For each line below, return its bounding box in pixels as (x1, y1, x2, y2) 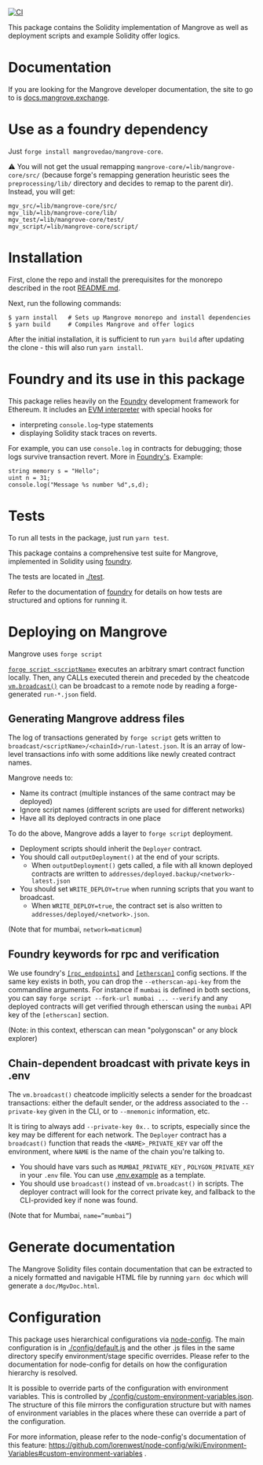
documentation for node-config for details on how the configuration (8, 1360, 228, 1369)
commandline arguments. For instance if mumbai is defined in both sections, (8, 985, 251, 995)
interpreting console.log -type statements (19, 419, 154, 429)
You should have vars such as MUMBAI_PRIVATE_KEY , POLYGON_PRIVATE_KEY (19, 1162, 254, 1172)
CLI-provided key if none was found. (19, 1196, 138, 1205)
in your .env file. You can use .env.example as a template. (19, 1171, 206, 1180)
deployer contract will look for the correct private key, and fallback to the (19, 1187, 256, 1197)
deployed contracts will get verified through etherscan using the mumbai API (8, 1002, 252, 1011)
